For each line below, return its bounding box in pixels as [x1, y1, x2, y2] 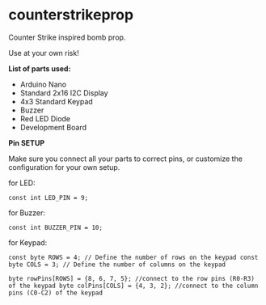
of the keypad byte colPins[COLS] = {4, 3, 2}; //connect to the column [8, 282, 259, 290]
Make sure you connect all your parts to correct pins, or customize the [8, 154, 243, 163]
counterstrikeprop [8, 6, 134, 24]
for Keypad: [8, 237, 48, 248]
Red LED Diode [19, 113, 71, 123]
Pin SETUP [8, 138, 45, 147]
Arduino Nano [19, 79, 67, 89]
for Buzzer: [8, 208, 46, 218]
